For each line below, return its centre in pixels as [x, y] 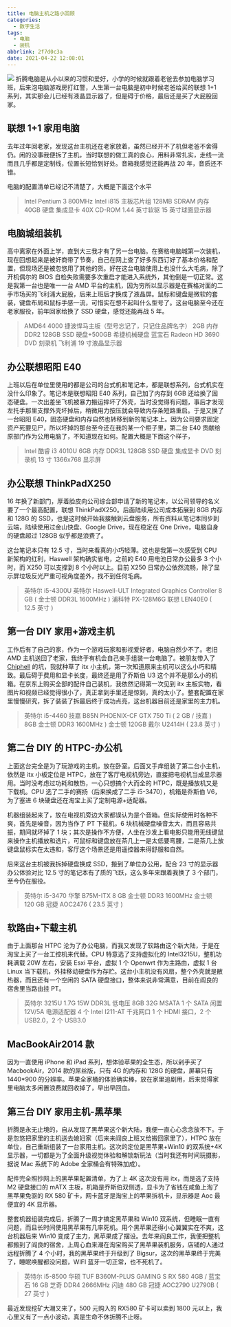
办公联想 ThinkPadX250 [59, 483]
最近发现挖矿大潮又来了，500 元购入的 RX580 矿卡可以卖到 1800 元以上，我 [115, 1308]
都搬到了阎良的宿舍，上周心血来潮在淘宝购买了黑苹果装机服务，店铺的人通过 [115, 1244]
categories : [24, 20]
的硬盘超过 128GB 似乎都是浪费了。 [57, 536]
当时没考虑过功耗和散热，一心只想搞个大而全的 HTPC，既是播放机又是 [119, 783]
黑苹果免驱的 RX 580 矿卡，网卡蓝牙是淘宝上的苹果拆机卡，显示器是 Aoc [110, 1196]
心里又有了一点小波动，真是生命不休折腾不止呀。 [76, 1317]
